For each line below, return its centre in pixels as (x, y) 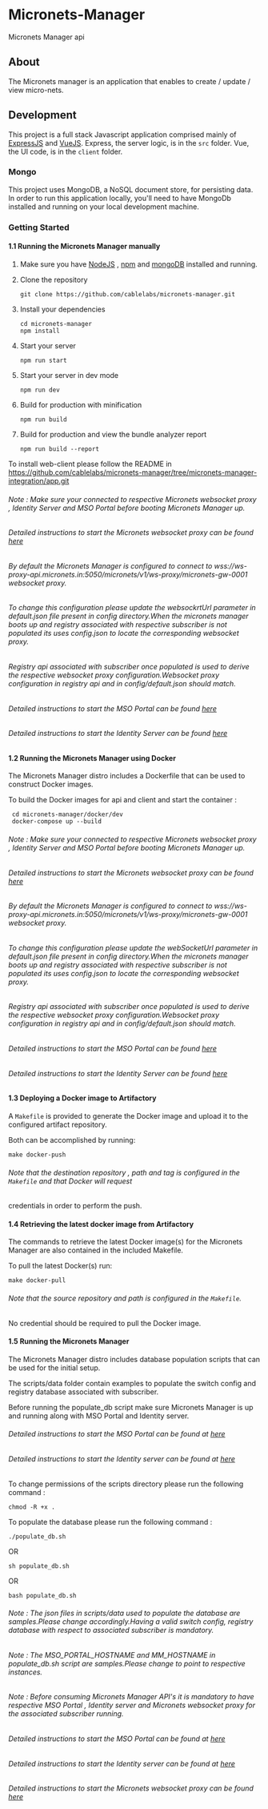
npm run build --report (60, 449)
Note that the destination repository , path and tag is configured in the (124, 1172)
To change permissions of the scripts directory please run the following (126, 1484)
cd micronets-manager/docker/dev (68, 814)
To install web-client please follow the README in (90, 464)
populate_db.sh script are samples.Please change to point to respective (127, 1663)
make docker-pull (37, 1280)
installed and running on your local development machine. (104, 207)
